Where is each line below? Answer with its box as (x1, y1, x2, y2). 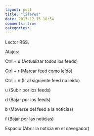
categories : (5, 26, 30, 31)
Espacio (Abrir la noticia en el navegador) (5, 126, 90, 132)
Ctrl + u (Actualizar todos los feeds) (5, 58, 78, 64)
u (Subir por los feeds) (5, 87, 51, 93)
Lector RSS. (5, 39, 30, 45)
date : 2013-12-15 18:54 (5, 16, 54, 21)
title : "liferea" (5, 12, 41, 17)
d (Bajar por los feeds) (5, 97, 51, 103)
